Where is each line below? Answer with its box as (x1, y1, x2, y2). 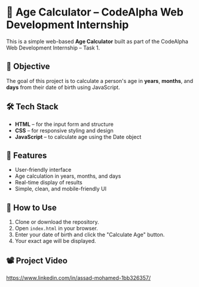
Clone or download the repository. (14, 218, 100, 226)
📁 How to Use (6, 202, 57, 212)
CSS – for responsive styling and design (14, 126, 114, 134)
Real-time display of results (14, 179, 82, 186)
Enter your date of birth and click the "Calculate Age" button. (14, 231, 165, 238)
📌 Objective (6, 61, 50, 72)
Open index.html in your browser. (14, 225, 99, 232)
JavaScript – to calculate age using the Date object (14, 133, 142, 140)
